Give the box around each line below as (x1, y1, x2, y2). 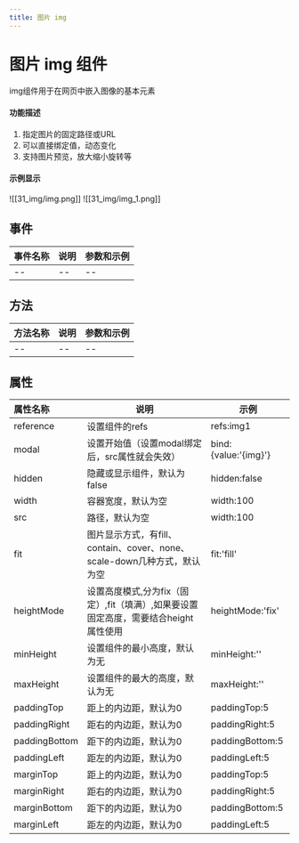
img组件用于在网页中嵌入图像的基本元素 (9, 85, 156, 96)
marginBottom (13, 802, 73, 815)
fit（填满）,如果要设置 (106, 598, 198, 611)
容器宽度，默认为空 (86, 495, 167, 507)
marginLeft (13, 818, 60, 831)
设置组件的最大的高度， (86, 672, 185, 685)
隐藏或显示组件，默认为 (86, 467, 185, 480)
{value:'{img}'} (210, 449, 271, 461)
